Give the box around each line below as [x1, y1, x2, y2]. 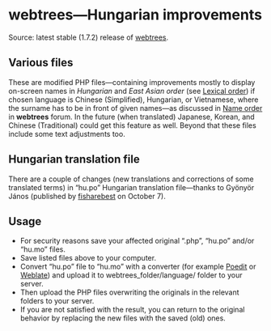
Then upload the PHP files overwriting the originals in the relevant [19, 287, 240, 297]
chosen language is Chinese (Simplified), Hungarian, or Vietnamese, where [8, 95, 259, 104]
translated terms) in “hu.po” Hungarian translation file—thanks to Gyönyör [8, 182, 255, 192]
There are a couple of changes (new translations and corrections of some [8, 174, 254, 184]
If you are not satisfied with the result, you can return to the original [19, 305, 245, 315]
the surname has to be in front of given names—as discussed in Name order [8, 103, 263, 112]
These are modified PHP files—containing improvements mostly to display [8, 77, 256, 87]
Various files [8, 56, 74, 70]
